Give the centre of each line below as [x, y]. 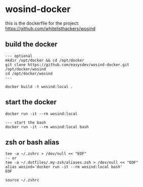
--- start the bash [26, 122]
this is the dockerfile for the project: [42, 23]
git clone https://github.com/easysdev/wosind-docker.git [67, 65]
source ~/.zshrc [22, 180]
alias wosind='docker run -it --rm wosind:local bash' [64, 167]
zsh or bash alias [32, 142]
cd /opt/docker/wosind [29, 73]
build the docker [31, 44]
